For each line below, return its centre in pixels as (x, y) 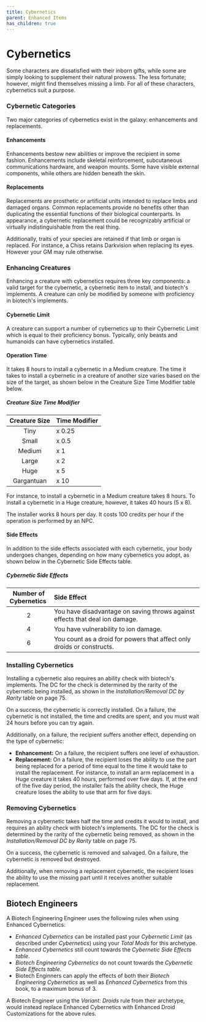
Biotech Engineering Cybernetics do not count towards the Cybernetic (104, 963)
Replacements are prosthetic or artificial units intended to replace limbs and (102, 201)
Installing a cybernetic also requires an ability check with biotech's (90, 679)
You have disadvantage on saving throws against (124, 611)
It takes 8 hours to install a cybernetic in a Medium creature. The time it (96, 369)
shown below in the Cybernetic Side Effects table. (69, 561)
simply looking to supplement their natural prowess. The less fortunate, (96, 77)
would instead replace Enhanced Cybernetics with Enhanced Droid (91, 1007)
